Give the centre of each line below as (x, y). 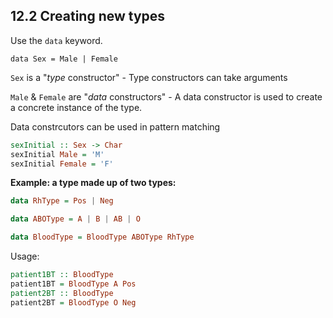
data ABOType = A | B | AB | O (75, 219)
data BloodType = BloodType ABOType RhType (102, 237)
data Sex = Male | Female (64, 59)
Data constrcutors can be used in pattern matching (115, 126)
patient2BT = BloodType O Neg (73, 302)
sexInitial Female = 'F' (62, 164)
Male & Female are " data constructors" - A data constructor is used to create (166, 96)
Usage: (25, 256)
